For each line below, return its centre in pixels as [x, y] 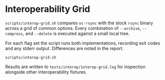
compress [14, 34]
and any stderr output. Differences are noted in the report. [64, 48]
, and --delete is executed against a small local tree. [76, 33]
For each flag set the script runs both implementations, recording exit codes [83, 43]
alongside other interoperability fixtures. [46, 72]
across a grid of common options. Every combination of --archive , [73, 28]
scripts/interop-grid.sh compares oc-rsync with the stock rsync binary [79, 23]
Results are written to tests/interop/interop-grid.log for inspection [75, 67]
